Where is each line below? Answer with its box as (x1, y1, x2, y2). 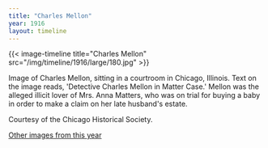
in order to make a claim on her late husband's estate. (8, 99, 188, 109)
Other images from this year (8, 130, 102, 140)
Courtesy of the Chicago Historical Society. (8, 115, 153, 125)
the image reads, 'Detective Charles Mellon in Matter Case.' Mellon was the (8, 82, 259, 91)
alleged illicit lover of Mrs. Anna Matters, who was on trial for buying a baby (8, 91, 261, 100)
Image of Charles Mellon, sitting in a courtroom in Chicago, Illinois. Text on (8, 74, 257, 83)
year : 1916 (8, 19, 45, 27)
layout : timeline (8, 27, 67, 35)
